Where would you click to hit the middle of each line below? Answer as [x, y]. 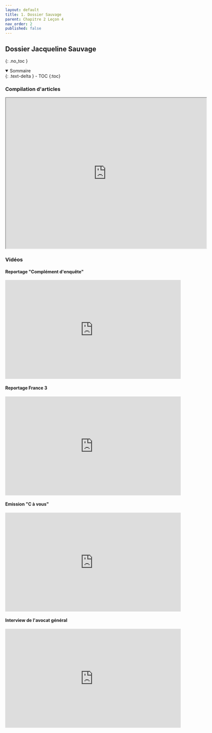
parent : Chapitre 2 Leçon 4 [35, 19]
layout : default [22, 10]
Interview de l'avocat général [36, 620]
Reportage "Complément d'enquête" [45, 271]
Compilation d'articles [33, 89]
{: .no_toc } [17, 61]
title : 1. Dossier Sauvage [33, 15]
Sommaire [20, 70]
